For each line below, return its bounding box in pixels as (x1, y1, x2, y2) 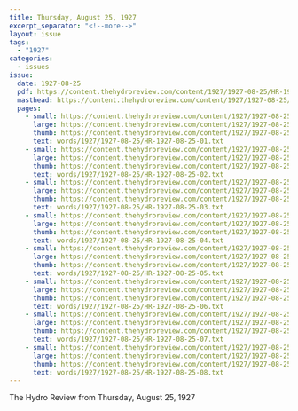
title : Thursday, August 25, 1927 (9, 12, 137, 22)
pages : (17, 104, 42, 113)
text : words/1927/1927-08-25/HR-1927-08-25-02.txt (32, 170, 224, 178)
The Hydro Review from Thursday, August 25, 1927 (9, 392, 196, 403)
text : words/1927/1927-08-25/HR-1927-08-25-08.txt (32, 368, 224, 377)
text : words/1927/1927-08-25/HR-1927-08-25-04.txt (32, 236, 224, 245)
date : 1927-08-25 (17, 79, 82, 88)
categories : (9, 54, 53, 63)
